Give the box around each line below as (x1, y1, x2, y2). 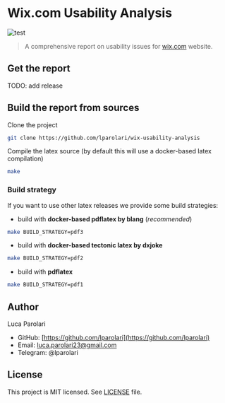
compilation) (7, 154, 44, 163)
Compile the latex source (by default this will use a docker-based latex (7, 147, 212, 156)
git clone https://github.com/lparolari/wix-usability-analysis (7, 134, 200, 141)
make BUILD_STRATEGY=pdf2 (7, 255, 83, 262)
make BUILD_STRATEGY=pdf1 (7, 281, 83, 288)
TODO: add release (7, 81, 63, 90)
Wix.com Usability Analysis (7, 5, 173, 21)
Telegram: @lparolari (17, 349, 79, 357)
